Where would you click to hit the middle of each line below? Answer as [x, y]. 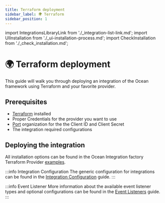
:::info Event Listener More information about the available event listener [78, 186]
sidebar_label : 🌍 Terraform [34, 14]
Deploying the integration [45, 145]
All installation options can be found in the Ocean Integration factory [74, 157]
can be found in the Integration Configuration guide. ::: [60, 177]
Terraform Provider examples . [35, 162]
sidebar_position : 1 [26, 19]
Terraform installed [32, 114]
